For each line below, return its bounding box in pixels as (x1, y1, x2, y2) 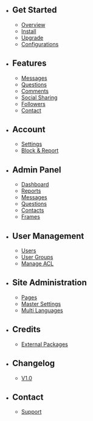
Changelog (12, 358, 55, 369)
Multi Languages (21, 306, 63, 314)
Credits (12, 324, 41, 334)
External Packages (21, 341, 68, 348)
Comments (21, 87, 49, 94)
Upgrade (21, 34, 44, 41)
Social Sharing (21, 94, 58, 101)
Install (21, 27, 36, 35)
